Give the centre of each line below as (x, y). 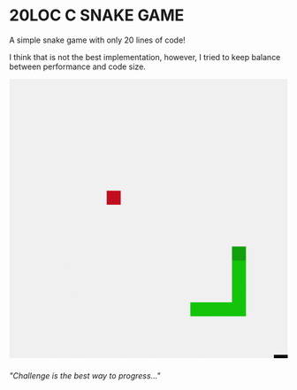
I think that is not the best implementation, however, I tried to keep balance (145, 57)
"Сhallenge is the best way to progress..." (85, 375)
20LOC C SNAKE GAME (97, 16)
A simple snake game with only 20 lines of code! (97, 40)
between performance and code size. (77, 66)
